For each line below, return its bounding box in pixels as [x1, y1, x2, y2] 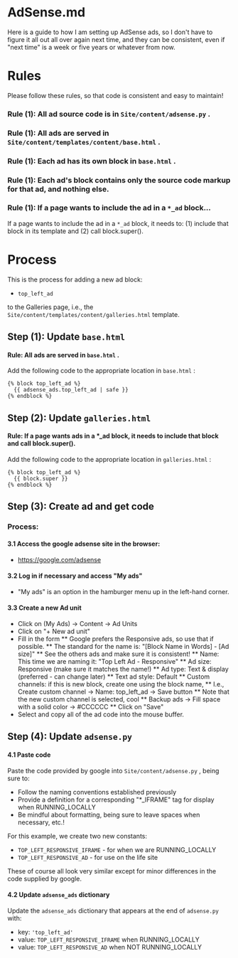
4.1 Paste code [7, 750, 51, 759]
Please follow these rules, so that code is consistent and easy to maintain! [7, 91, 224, 99]
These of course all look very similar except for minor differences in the [7, 866, 217, 875]
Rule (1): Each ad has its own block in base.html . [7, 156, 176, 166]
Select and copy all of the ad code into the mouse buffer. [17, 710, 185, 718]
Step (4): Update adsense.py [7, 731, 133, 743]
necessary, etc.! [17, 818, 65, 827]
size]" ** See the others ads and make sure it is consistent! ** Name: [17, 650, 220, 658]
